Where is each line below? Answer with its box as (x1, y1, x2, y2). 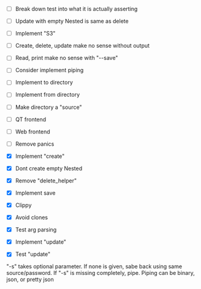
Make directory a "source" (15, 103, 82, 111)
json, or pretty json (6, 276, 54, 283)
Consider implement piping (15, 67, 84, 74)
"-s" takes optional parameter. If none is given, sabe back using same (6, 263, 183, 270)
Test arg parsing (15, 226, 57, 233)
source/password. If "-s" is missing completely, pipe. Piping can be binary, (6, 269, 195, 277)
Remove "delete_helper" (15, 177, 77, 184)
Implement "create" (15, 152, 65, 160)
